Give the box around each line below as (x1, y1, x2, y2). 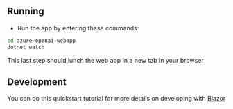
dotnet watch (7, 43, 45, 50)
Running (7, 6, 45, 17)
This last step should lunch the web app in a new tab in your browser (7, 56, 204, 64)
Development (7, 76, 67, 88)
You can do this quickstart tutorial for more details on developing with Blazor (7, 95, 226, 103)
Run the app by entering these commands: (17, 23, 139, 32)
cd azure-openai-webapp (7, 37, 76, 44)
